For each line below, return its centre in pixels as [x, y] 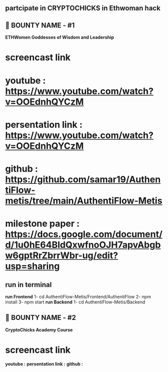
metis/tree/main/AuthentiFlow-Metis [84, 201]
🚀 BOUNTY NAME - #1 [40, 25]
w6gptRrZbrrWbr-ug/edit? [62, 256]
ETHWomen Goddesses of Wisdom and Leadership [60, 38]
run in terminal [28, 285]
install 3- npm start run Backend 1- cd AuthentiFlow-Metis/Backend [75, 302]
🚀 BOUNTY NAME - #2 [41, 318]
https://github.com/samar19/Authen [83, 179]
